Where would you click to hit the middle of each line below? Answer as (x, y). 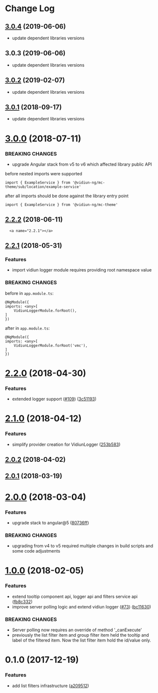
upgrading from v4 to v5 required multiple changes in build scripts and (83, 546)
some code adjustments (36, 551)
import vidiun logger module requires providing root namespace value (82, 270)
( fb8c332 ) (22, 601)
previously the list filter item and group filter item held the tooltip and (80, 635)
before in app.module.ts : (29, 293)
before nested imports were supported (44, 173)
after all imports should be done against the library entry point (67, 196)
